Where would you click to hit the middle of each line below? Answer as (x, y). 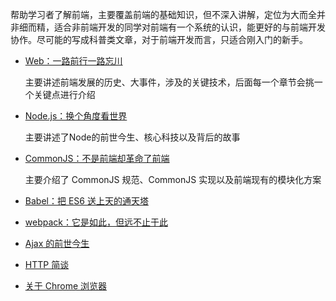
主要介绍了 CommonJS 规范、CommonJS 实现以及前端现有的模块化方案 (173, 179)
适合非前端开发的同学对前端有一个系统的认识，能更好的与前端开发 (189, 27)
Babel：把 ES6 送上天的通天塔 (86, 201)
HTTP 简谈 (47, 264)
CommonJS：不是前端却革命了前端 (97, 158)
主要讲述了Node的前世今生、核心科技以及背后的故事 (132, 137)
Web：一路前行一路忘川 (73, 61)
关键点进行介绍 (64, 94)
